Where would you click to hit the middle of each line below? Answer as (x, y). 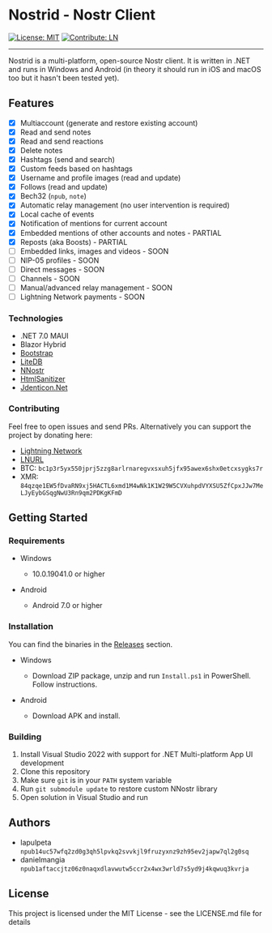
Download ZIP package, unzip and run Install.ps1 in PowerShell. (141, 675)
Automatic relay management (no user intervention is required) (125, 205)
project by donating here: (51, 434)
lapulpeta (36, 842)
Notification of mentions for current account (93, 224)
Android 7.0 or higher (67, 606)
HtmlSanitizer (43, 379)
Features (31, 103)
